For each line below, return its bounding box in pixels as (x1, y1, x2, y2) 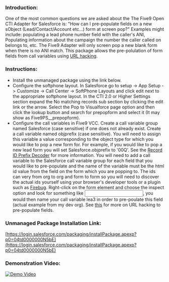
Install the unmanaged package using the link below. (12, 77, 122, 83)
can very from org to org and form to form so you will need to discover (12, 174, 159, 180)
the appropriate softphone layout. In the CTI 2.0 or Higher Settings (12, 93, 150, 99)
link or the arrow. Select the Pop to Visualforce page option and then (12, 104, 155, 110)
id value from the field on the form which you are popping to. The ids (12, 168, 156, 174)
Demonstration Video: (5, 259, 61, 266)
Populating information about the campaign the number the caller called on (5, 37, 161, 43)
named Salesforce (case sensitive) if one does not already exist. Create (12, 125, 161, 131)
